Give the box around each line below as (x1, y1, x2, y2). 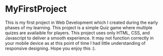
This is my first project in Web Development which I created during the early (5, 19, 158, 25)
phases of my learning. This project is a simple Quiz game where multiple (5, 24, 153, 30)
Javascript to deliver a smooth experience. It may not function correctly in (5, 35, 154, 41)
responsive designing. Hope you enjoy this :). (5, 45, 96, 51)
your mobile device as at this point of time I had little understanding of (5, 40, 146, 46)
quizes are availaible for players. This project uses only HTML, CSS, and (5, 30, 150, 36)
